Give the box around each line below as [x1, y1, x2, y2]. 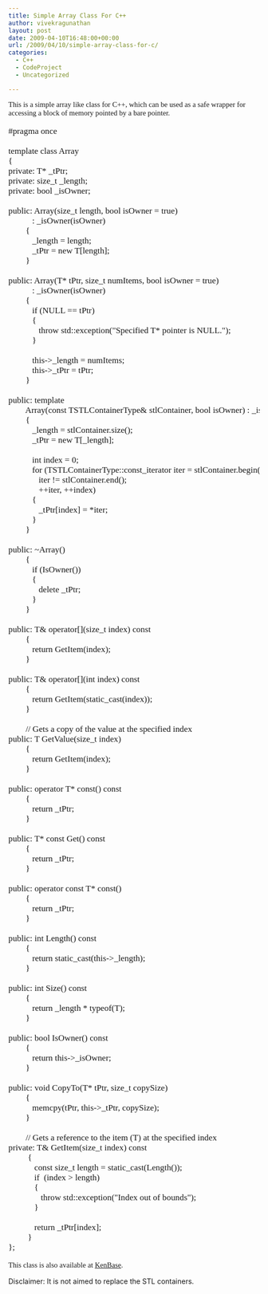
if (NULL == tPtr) [31, 305, 95, 316]
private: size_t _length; [8, 175, 88, 186]
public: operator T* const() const [8, 783, 122, 794]
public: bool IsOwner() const [8, 1032, 108, 1043]
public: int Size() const [8, 982, 88, 993]
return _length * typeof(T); [31, 1002, 125, 1013]
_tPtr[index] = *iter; [38, 504, 108, 515]
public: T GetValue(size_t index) [8, 734, 122, 744]
